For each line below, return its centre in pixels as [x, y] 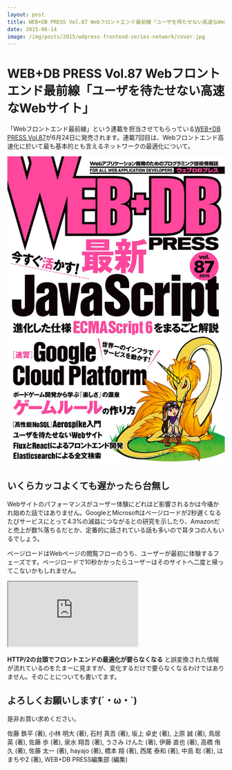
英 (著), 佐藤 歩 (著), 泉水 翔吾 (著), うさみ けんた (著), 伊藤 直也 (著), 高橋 [110, 742]
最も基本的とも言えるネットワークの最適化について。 [119, 146]
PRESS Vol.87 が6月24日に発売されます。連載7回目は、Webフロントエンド [113, 138]
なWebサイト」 [51, 108]
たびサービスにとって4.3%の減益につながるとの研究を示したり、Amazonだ [114, 521]
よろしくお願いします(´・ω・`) [72, 700]
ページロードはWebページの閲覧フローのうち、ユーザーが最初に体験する [110, 553]
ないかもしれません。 [49, 571]
